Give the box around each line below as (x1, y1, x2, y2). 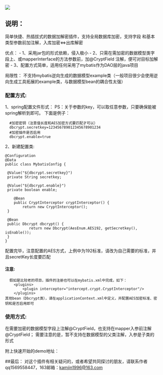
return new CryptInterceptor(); (22, 205, 88, 210)
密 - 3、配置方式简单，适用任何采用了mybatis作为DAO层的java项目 (5, 62, 139, 68)
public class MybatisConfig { (5, 162, 66, 167)
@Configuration (5, 154, 36, 158)
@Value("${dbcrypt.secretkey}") (7, 171, 73, 176)
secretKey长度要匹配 (9, 254, 51, 260)
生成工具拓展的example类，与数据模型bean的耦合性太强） (9, 79, 126, 84)
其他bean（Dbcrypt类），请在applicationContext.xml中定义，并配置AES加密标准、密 (5, 296, 158, 301)
